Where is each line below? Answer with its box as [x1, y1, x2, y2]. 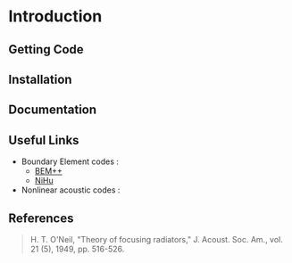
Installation [8, 71, 72, 86]
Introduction [8, 6, 103, 27]
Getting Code [8, 42, 84, 57]
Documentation [8, 103, 97, 118]
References [8, 210, 74, 226]
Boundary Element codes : [21, 156, 120, 167]
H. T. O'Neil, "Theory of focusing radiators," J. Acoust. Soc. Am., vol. [29, 234, 283, 244]
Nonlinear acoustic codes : [21, 185, 121, 195]
